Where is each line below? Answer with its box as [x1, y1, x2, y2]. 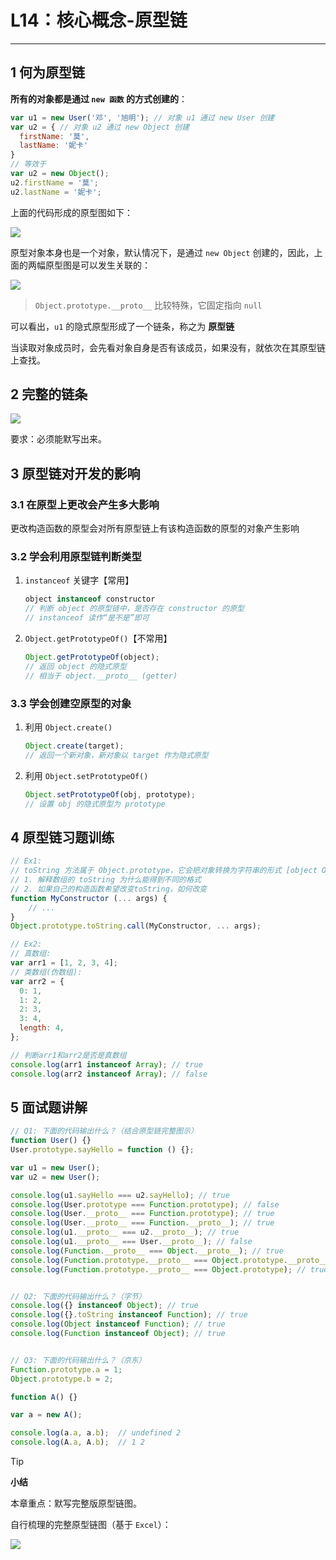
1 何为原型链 [10, 64, 86, 81]
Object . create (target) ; [24, 741, 125, 751]
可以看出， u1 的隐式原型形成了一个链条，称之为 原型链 [10, 320, 235, 332]
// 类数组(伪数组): [10, 967, 83, 977]
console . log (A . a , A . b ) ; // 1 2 [10, 1437, 145, 1448]
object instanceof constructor [24, 594, 156, 605]
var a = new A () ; [10, 1410, 83, 1420]
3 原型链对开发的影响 [10, 465, 141, 482]
